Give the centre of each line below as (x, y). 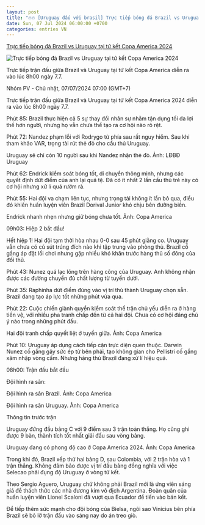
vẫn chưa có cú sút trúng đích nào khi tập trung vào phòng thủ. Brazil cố (97, 247)
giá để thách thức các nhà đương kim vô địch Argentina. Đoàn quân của (97, 491)
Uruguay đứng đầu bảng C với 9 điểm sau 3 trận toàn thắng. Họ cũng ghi (98, 429)
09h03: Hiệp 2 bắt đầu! (36, 229)
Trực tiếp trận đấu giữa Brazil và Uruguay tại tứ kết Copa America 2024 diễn (102, 100)
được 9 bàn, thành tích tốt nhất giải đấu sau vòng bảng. (76, 436)
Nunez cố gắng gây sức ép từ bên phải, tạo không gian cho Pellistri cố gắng (102, 351)
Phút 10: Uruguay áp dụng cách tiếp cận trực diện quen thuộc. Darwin (94, 345)
